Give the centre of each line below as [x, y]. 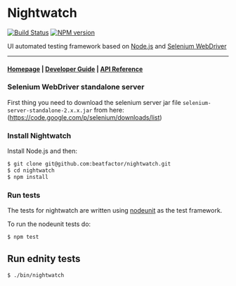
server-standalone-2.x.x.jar [50, 111]
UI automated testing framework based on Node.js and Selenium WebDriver [117, 46]
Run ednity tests [44, 259]
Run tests [24, 195]
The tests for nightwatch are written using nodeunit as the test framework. [115, 211]
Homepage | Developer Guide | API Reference [75, 69]
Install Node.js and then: [42, 151]
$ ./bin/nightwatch [36, 275]
